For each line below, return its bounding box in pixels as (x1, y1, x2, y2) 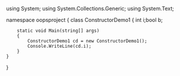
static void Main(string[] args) (17, 28, 100, 34)
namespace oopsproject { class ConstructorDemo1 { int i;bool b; (6, 16, 163, 23)
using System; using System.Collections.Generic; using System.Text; (6, 5, 174, 12)
